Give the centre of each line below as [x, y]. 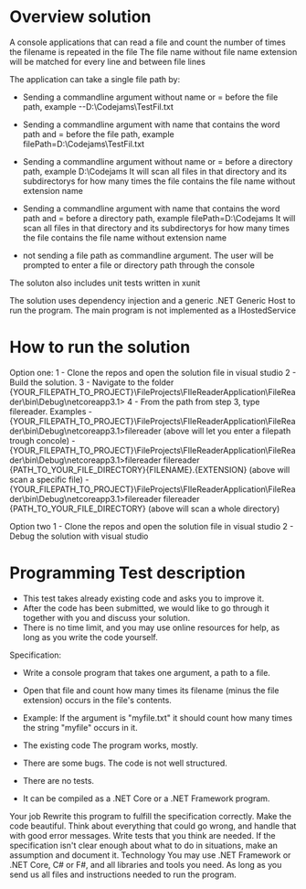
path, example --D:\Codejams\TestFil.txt [98, 106]
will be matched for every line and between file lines [107, 61]
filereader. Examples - [51, 411]
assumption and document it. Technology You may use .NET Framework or [150, 855]
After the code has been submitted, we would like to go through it [146, 608]
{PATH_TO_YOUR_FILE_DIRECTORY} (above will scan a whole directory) [145, 509]
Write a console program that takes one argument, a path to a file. [147, 672]
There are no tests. [58, 780]
